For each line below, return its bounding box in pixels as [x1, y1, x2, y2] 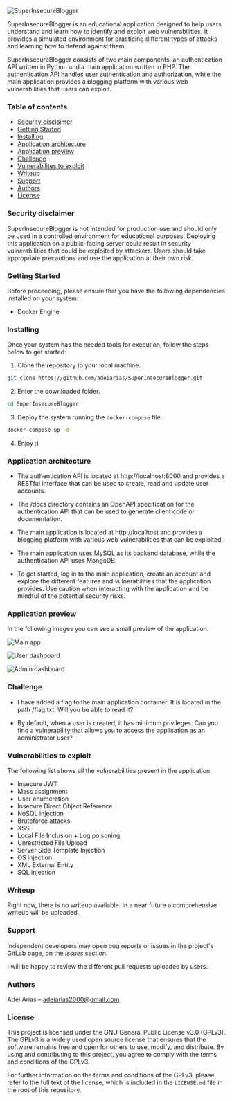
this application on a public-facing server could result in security [7, 239, 192, 247]
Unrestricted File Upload [17, 839, 88, 847]
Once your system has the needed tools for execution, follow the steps [7, 340, 209, 349]
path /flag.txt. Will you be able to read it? [17, 705, 134, 713]
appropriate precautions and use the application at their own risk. [7, 253, 194, 262]
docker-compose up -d [7, 426, 70, 433]
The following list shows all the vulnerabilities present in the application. [7, 767, 213, 774]
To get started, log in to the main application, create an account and [17, 570, 211, 578]
